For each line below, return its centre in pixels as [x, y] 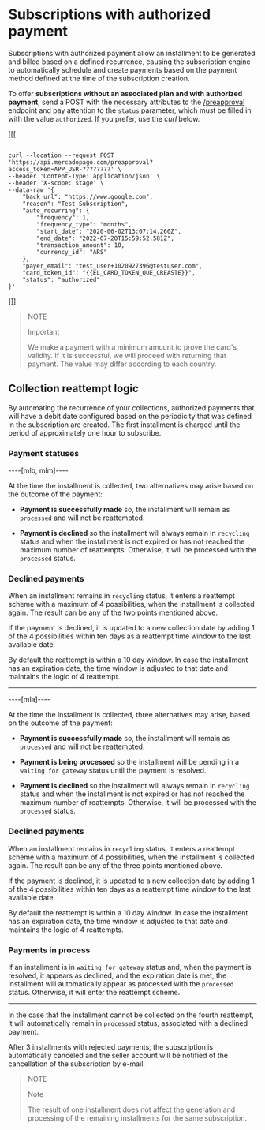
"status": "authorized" [62, 279]
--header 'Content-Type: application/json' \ [84, 176]
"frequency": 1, [63, 217]
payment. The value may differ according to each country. [122, 364]
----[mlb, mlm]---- [38, 470]
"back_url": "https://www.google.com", [88, 196]
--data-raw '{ [32, 190]
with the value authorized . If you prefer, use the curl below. [104, 118]
